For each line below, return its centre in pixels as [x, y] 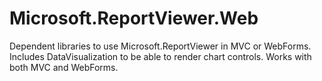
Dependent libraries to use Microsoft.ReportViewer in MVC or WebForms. [160, 46]
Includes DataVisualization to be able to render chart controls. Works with [160, 56]
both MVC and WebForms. [64, 67]
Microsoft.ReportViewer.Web [134, 18]
